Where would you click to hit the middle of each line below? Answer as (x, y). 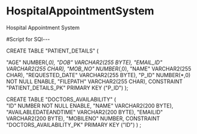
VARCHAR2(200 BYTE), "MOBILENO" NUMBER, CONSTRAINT (83, 118)
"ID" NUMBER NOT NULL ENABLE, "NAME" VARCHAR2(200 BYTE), (90, 105)
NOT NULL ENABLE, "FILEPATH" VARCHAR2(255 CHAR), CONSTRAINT (95, 81)
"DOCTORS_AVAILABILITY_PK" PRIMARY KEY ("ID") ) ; (74, 124)
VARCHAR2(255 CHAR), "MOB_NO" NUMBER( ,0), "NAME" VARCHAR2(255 (99, 68)
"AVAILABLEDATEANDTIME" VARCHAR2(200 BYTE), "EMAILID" (85, 112)
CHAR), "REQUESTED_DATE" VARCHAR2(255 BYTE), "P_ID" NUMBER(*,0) (99, 75)
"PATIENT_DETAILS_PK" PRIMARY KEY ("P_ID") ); (67, 87)
